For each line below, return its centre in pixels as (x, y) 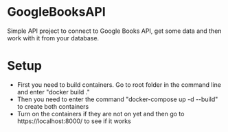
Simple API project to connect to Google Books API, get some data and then (114, 31)
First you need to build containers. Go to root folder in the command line (119, 84)
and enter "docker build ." (54, 92)
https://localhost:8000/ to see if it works (74, 121)
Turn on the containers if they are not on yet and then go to (101, 114)
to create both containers (53, 106)
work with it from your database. (53, 38)
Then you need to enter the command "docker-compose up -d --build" (117, 99)
